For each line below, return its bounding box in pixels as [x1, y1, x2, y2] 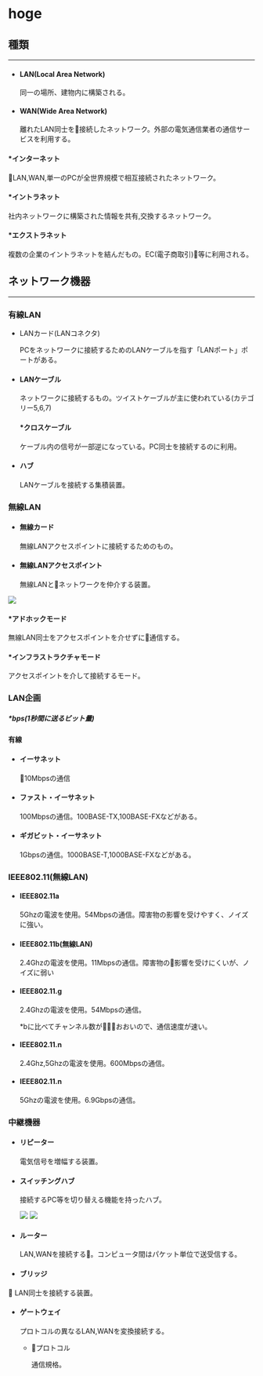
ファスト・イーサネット [19, 793, 95, 802]
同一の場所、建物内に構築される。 [19, 88, 130, 97]
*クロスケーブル [19, 422, 72, 432]
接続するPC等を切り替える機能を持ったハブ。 [19, 1195, 167, 1205]
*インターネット [8, 154, 60, 163]
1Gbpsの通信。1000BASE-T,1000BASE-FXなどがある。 [19, 849, 196, 860]
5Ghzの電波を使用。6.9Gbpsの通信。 [19, 1095, 140, 1104]
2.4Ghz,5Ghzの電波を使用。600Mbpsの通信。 [19, 1058, 169, 1068]
